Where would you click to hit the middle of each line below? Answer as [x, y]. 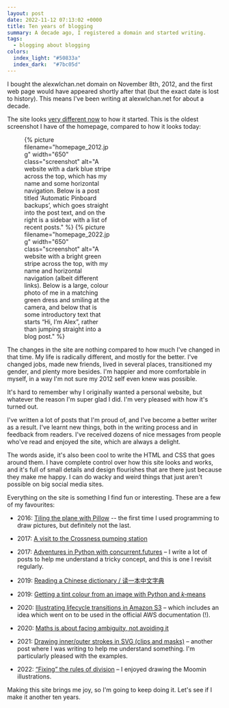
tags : [15, 39]
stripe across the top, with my [66, 263]
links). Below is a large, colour [66, 285]
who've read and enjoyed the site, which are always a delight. [94, 441]
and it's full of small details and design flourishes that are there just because [114, 469]
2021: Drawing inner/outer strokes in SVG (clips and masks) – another [115, 641]
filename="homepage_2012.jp [66, 147]
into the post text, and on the [65, 212]
